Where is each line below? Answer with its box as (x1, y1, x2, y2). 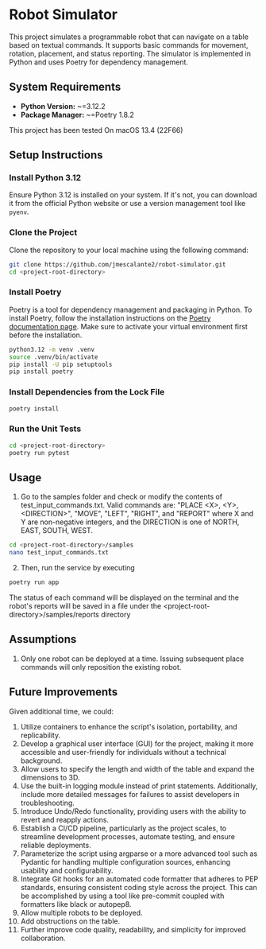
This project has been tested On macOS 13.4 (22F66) (9, 125, 183, 134)
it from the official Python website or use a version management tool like (9, 199, 246, 208)
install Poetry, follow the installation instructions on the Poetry (9, 313, 211, 323)
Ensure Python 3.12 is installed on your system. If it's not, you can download (9, 190, 257, 200)
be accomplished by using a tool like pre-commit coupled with (20, 891, 225, 900)
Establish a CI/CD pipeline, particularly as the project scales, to (20, 823, 227, 833)
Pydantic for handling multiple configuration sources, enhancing (20, 857, 231, 866)
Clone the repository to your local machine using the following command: (9, 245, 249, 255)
